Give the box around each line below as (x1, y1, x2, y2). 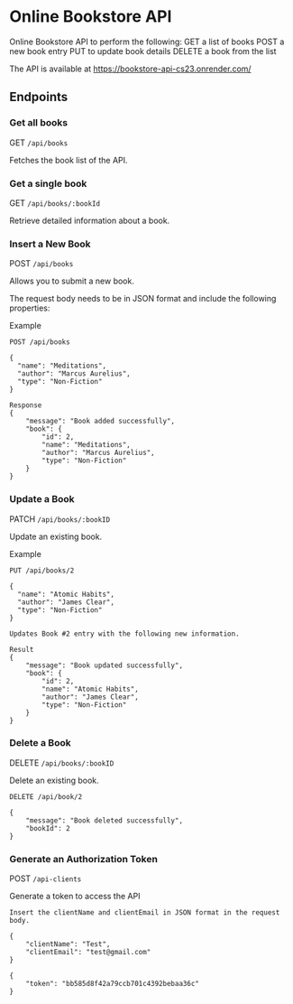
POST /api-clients (9, 873, 82, 884)
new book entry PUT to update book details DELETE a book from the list (9, 45, 277, 56)
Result (9, 645, 34, 654)
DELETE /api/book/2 (9, 792, 83, 801)
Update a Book (9, 493, 75, 506)
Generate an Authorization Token (9, 852, 158, 865)
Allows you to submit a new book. (9, 275, 135, 286)
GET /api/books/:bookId (9, 197, 101, 209)
